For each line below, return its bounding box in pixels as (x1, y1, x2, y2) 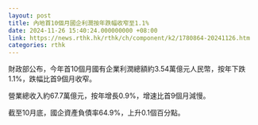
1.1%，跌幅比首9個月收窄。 (8, 74, 97, 84)
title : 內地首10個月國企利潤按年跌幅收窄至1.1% (8, 19, 149, 27)
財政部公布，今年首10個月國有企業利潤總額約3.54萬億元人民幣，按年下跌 (8, 64, 246, 74)
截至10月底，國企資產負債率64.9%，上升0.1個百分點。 (8, 108, 185, 118)
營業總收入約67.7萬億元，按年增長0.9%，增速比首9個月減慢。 (8, 91, 210, 100)
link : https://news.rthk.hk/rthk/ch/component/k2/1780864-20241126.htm (8, 33, 250, 42)
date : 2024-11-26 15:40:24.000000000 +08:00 (8, 26, 158, 34)
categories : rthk (8, 41, 66, 49)
